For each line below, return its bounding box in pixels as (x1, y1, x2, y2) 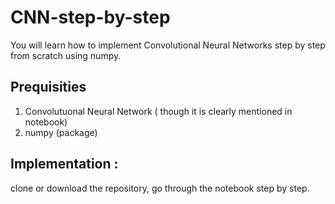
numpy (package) (24, 126, 98, 138)
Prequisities (10, 79, 87, 96)
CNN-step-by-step (10, 6, 171, 29)
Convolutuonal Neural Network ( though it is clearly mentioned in (24, 105, 293, 117)
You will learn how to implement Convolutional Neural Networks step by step (10, 39, 326, 51)
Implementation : (10, 156, 119, 173)
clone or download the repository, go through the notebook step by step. (10, 182, 310, 194)
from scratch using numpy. (10, 49, 122, 61)
